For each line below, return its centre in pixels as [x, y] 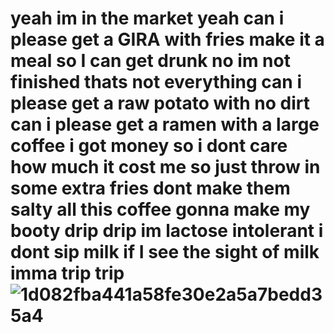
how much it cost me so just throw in [165, 167]
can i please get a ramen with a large [165, 124]
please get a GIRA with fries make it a [167, 39]
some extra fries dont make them [150, 188]
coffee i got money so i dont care [149, 146]
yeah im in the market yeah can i [147, 18]
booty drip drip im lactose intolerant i [167, 231]
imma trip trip [67, 273]
